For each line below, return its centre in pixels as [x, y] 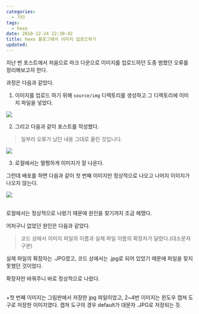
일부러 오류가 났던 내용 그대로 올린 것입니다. [72, 139]
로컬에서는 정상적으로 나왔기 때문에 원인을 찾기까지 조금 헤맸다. [79, 213]
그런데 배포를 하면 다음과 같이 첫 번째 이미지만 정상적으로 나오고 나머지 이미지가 [98, 175]
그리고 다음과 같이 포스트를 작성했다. [57, 126]
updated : [17, 45]
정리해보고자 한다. [27, 70]
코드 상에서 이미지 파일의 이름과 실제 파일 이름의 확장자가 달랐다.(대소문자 [106, 238]
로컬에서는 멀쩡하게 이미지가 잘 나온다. [59, 163]
